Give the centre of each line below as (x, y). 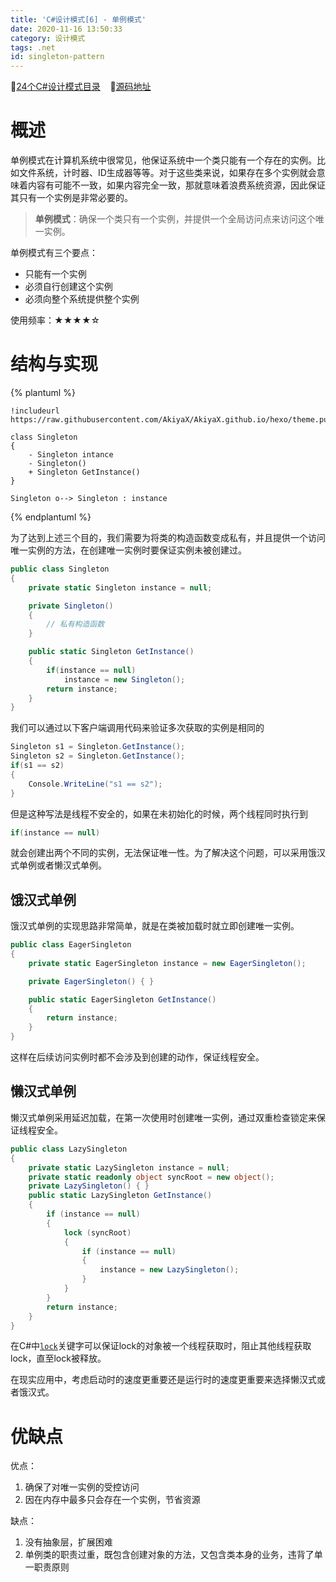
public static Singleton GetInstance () (111, 652)
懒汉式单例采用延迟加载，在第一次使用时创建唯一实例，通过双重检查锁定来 (163, 1117)
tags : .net (33, 47)
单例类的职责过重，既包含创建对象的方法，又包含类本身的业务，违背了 (169, 1555)
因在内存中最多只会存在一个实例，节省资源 (112, 1500)
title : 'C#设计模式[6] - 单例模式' (78, 19)
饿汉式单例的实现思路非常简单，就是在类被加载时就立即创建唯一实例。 (155, 926)
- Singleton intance (71, 455)
